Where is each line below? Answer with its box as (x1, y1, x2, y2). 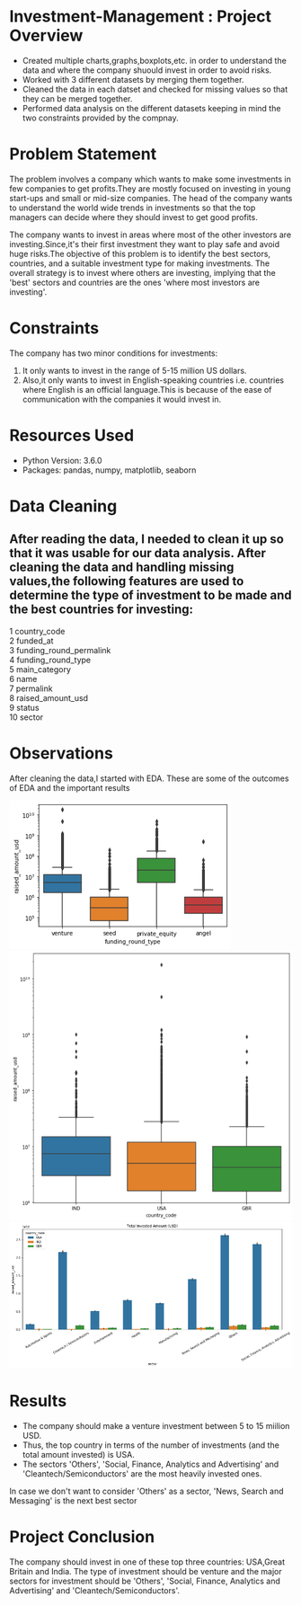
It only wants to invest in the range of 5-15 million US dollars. (22, 365, 247, 376)
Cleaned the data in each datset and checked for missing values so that (22, 84, 288, 94)
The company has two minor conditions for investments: (9, 348, 218, 359)
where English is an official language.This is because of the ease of (22, 384, 272, 395)
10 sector (9, 712, 44, 723)
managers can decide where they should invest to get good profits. (9, 211, 258, 222)
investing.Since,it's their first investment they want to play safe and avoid (9, 238, 280, 249)
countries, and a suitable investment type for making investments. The (9, 258, 270, 269)
